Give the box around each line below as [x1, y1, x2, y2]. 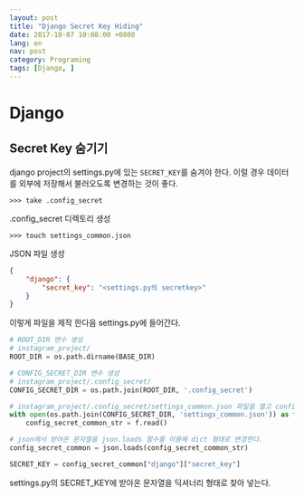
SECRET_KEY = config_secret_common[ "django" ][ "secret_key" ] [9, 459, 242, 469]
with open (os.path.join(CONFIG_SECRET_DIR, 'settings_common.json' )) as [9, 410, 290, 419]
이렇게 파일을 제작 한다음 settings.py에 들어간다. [9, 318, 181, 329]
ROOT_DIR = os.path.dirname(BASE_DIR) [9, 352, 156, 361]
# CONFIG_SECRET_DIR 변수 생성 [9, 368, 120, 378]
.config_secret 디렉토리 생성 [9, 213, 111, 224]
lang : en [9, 38, 43, 48]
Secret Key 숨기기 [9, 141, 109, 157]
